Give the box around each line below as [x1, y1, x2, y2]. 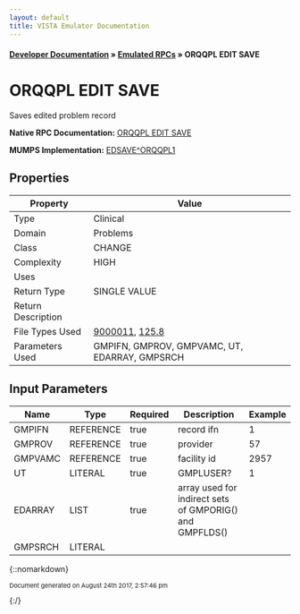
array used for [177, 481, 237, 493]
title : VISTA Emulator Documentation [9, 21, 150, 30]
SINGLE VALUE [93, 285, 157, 297]
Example [248, 408, 287, 421]
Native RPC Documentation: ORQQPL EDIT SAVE [9, 127, 192, 139]
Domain [13, 226, 46, 239]
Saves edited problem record [9, 110, 116, 121]
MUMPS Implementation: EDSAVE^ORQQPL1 [9, 145, 176, 156]
